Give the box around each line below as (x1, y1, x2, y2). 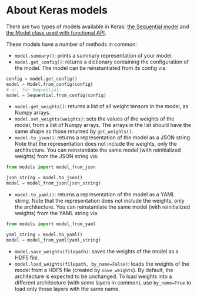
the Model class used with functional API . (6, 29, 106, 36)
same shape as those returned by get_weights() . (14, 128, 133, 135)
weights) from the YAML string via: (14, 210, 99, 217)
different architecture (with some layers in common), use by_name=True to (14, 279, 192, 286)
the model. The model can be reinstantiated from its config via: (14, 64, 168, 71)
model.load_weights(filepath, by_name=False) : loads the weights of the (14, 260, 190, 267)
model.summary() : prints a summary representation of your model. (14, 52, 173, 59)
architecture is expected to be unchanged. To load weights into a (14, 273, 172, 280)
